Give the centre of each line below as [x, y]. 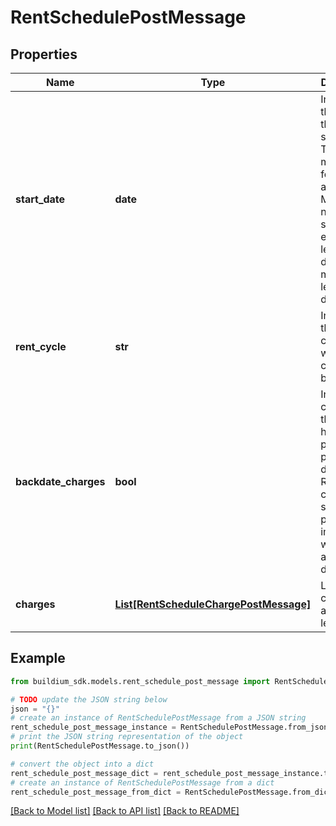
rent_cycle [41, 346]
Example [38, 658]
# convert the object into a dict [82, 764]
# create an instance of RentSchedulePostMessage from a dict [142, 782]
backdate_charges [60, 481]
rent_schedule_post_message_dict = [84, 773]
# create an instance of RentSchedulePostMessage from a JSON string [158, 718]
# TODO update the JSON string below [89, 699]
